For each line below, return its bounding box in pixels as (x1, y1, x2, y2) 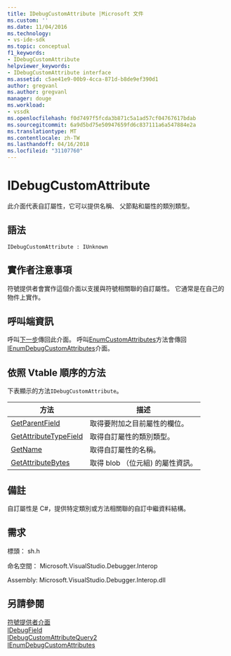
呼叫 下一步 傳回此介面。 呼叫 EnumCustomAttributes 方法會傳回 (7, 335, 187, 344)
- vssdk (7, 108, 30, 115)
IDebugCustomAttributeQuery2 (7, 633, 98, 641)
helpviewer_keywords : (7, 63, 71, 70)
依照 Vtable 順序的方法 (7, 367, 107, 379)
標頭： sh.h (7, 546, 40, 555)
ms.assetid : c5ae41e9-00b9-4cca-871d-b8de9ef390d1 (7, 75, 159, 83)
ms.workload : (7, 102, 46, 109)
